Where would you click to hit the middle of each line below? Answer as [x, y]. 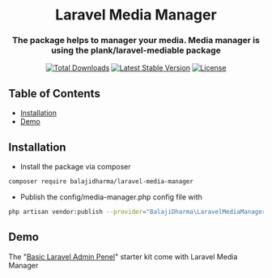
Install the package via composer [75, 167]
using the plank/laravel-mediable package [136, 50]
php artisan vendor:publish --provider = [78, 212]
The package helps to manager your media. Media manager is [136, 41]
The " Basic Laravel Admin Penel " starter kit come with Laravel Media [123, 256]
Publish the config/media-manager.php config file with [111, 197]
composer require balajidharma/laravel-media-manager [101, 182]
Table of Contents [55, 94]
